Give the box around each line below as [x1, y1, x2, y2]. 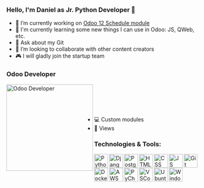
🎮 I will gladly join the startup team [15, 52, 105, 60]
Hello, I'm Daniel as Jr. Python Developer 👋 [6, 6, 136, 14]
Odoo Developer [6, 70, 56, 78]
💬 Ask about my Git [15, 39, 64, 47]
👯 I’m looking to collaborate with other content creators [15, 45, 154, 53]
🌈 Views [94, 124, 115, 132]
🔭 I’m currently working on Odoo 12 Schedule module [15, 20, 150, 27]
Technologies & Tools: [94, 140, 162, 148]
